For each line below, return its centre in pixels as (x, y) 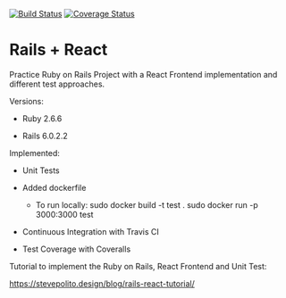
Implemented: (35, 153)
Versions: (27, 101)
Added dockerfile (54, 187)
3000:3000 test (64, 214)
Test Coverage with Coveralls (76, 249)
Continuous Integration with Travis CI (90, 231)
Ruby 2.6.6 (42, 118)
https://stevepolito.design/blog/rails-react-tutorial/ (102, 283)
